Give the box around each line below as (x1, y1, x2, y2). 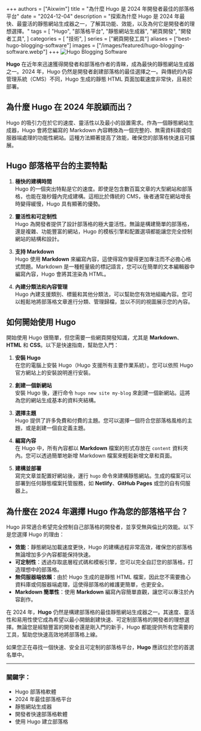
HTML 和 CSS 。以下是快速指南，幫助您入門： (6, 341, 120, 348)
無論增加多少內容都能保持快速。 (14, 551, 94, 558)
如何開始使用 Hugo (6, 317, 76, 328)
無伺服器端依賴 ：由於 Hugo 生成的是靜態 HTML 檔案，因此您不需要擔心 (14, 573, 191, 581)
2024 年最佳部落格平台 (14, 695, 72, 702)
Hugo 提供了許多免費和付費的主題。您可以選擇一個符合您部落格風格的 (14, 417, 187, 424)
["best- (173, 35, 191, 42)
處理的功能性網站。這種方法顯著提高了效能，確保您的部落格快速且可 (22, 134, 190, 141)
